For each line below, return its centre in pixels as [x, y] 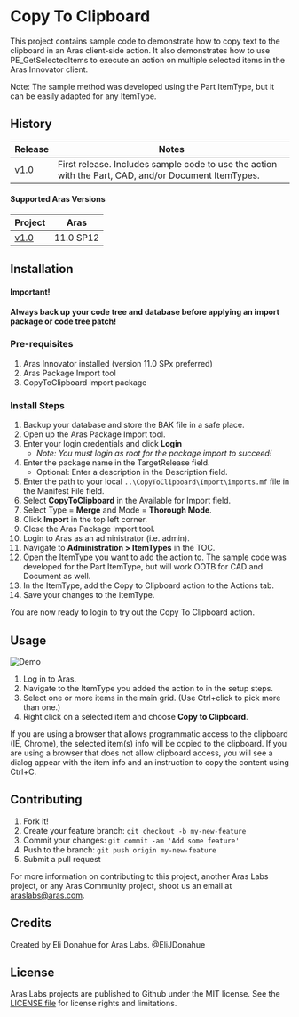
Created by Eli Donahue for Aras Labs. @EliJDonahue [108, 944]
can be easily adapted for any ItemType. [83, 96]
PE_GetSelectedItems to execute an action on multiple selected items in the [148, 60]
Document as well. [57, 577]
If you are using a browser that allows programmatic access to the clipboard [149, 734]
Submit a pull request [62, 859]
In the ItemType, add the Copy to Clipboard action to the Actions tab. [148, 585]
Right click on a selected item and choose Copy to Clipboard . [135, 716]
